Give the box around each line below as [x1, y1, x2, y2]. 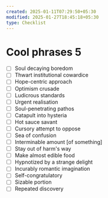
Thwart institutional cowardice [14, 72, 89, 79]
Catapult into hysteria [14, 111, 67, 119]
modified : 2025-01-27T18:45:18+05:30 [6, 14, 99, 20]
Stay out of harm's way [14, 145, 71, 152]
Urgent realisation [14, 98, 58, 106]
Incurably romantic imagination [14, 165, 90, 173]
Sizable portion [14, 178, 52, 186]
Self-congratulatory [14, 172, 63, 179]
